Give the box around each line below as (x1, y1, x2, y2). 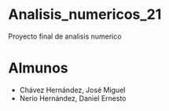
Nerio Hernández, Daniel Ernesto (19, 93, 127, 103)
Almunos (8, 59, 68, 77)
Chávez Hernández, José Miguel (19, 85, 126, 94)
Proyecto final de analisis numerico (8, 31, 122, 41)
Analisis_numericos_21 (8, 6, 162, 24)
